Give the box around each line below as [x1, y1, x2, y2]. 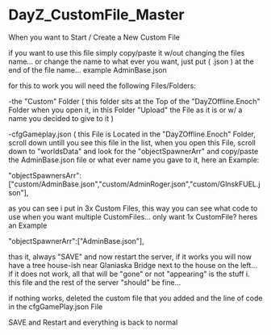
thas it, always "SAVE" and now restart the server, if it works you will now [8, 252, 252, 262]
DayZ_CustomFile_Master [8, 6, 185, 24]
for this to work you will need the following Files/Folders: [8, 81, 196, 90]
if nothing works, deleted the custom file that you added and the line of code [8, 293, 263, 303]
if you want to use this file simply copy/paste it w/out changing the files [8, 48, 245, 57]
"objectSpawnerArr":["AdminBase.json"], [8, 236, 144, 245]
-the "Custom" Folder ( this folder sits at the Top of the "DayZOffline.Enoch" [8, 96, 261, 106]
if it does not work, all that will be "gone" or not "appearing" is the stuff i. [8, 269, 250, 278]
